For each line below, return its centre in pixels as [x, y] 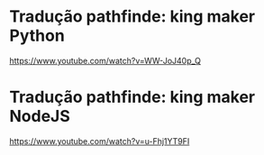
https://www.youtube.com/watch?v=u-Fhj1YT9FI [100, 141]
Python [37, 36]
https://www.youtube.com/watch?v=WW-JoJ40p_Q [105, 60]
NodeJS [40, 117]
